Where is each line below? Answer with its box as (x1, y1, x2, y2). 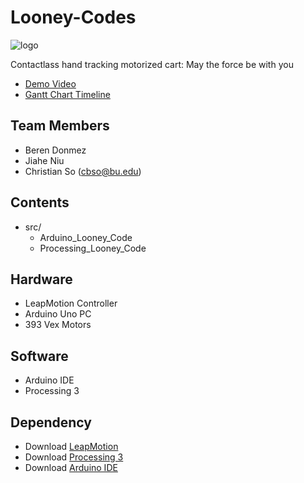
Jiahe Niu (24, 154, 65, 166)
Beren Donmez (24, 144, 87, 156)
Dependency (10, 414, 92, 431)
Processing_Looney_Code (39, 242, 147, 254)
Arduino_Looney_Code (39, 231, 133, 243)
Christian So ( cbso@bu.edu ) (24, 165, 142, 177)
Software (10, 347, 69, 365)
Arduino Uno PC (24, 308, 92, 320)
